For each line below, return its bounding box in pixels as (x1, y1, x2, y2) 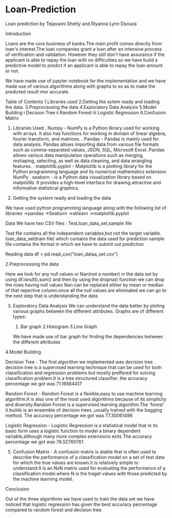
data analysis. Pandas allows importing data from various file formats (12, 141, 159, 147)
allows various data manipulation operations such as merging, (12, 152, 144, 158)
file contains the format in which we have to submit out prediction (5, 241, 144, 247)
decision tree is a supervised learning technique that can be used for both (5, 364, 162, 370)
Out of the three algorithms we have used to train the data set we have (5, 495, 155, 502)
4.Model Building (5, 349, 41, 355)
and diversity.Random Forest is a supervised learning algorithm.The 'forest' (5, 401, 165, 408)
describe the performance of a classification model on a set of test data (12, 454, 165, 460)
